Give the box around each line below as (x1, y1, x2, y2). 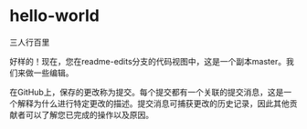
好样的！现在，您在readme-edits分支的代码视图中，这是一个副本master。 (9, 55, 286, 66)
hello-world (9, 5, 101, 26)
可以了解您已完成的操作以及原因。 (25, 109, 153, 120)
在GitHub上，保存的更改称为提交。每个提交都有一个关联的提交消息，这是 (9, 86, 284, 97)
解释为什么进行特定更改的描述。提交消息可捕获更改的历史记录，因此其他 (16, 97, 290, 109)
